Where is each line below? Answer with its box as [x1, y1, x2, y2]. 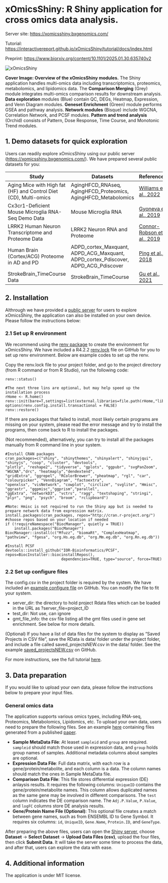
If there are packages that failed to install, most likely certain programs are [5, 416, 158, 422]
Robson [139, 229, 157, 236]
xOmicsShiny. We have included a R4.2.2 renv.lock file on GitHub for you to [5, 346, 160, 352]
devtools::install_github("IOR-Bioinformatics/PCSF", [5, 548, 120, 553]
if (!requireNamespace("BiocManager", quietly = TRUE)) [5, 522, 124, 527]
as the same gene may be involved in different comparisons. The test [12, 792, 156, 798]
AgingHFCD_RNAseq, [70, 181, 121, 188]
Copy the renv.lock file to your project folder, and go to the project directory [5, 361, 161, 367]
